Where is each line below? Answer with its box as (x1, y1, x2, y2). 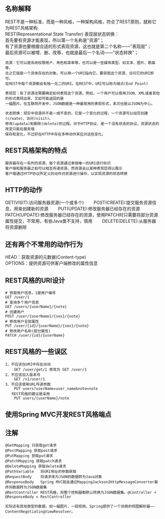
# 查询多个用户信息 (5, 300, 39, 305)
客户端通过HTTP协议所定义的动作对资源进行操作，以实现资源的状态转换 (5, 171, 128, 176)
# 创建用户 (5, 310, 25, 314)
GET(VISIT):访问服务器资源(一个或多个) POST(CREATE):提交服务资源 (5, 200, 152, 206)
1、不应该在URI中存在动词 (5, 362, 51, 367)
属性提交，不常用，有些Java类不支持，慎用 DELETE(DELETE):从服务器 (5, 218, 157, 224)
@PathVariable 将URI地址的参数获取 (5, 469, 77, 474)
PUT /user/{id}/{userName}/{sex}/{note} (5, 323, 90, 329)
